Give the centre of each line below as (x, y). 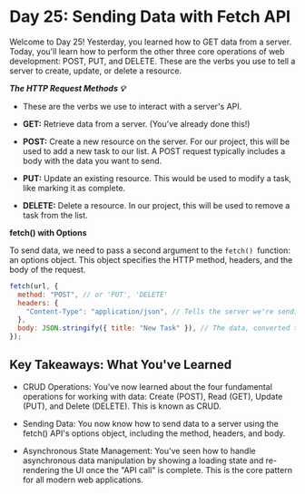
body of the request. (48, 269)
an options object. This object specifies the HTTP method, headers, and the (151, 259)
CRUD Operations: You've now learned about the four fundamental (147, 386)
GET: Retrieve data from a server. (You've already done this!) (136, 123)
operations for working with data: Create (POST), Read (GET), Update (152, 396)
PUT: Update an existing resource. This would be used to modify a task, (157, 178)
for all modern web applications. (83, 479)
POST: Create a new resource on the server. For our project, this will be (156, 141)
